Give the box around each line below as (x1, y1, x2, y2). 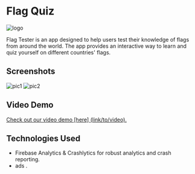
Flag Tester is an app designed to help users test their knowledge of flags (6, 36, 190, 43)
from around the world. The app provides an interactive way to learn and (6, 42, 187, 50)
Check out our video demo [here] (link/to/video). (6, 116, 127, 123)
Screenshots (6, 66, 56, 77)
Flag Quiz (6, 4, 55, 18)
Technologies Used (6, 133, 80, 143)
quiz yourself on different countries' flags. (6, 48, 111, 56)
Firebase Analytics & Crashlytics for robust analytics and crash (14, 149, 171, 156)
